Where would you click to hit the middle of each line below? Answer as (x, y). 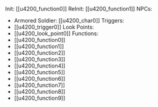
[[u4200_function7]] (39, 85)
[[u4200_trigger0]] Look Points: (54, 27)
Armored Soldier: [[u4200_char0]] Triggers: (69, 20)
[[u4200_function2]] (39, 53)
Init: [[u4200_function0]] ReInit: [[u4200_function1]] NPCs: (79, 9)
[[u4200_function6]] (39, 79)
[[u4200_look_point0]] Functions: (56, 33)
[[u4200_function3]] (39, 59)
